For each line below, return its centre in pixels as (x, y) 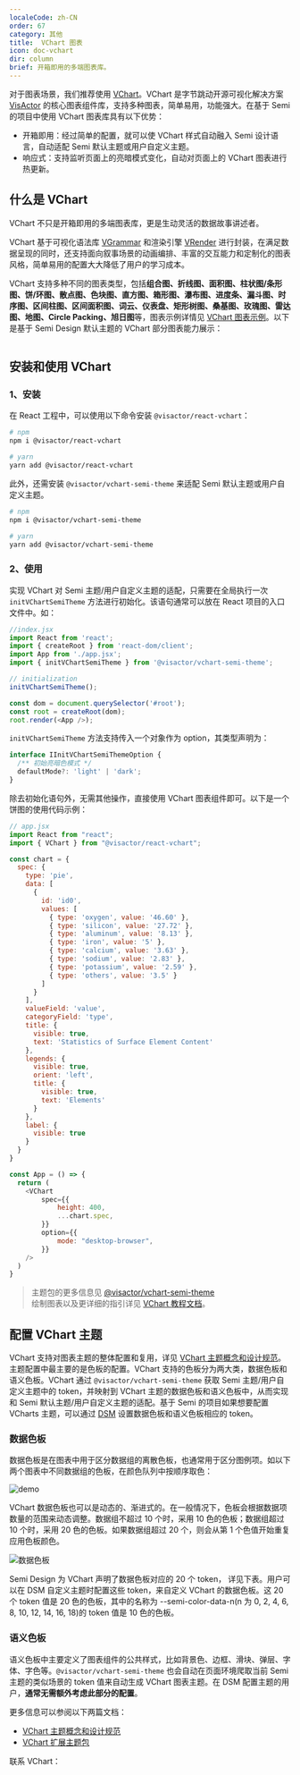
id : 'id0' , (62, 900)
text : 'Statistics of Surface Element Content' (123, 1042)
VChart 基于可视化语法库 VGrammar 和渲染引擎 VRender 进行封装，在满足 (145, 241)
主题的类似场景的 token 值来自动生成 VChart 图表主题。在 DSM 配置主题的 (146, 1681)
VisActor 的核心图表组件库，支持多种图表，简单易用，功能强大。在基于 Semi (150, 105)
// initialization (43, 679)
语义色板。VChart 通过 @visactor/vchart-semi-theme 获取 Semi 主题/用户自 (147, 1380)
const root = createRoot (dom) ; (67, 712)
